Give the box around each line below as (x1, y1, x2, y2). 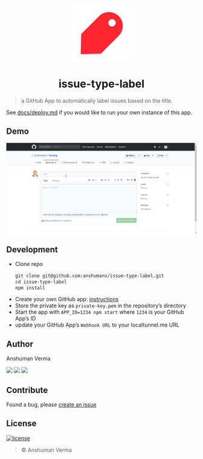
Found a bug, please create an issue (6, 401, 97, 408)
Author (6, 339, 33, 349)
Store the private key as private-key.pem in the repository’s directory (14, 302, 186, 310)
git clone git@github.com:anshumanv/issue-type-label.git (14, 273, 164, 279)
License (6, 418, 37, 429)
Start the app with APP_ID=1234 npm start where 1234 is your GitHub (14, 308, 184, 316)
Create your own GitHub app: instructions (14, 296, 119, 303)
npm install (14, 285, 45, 291)
